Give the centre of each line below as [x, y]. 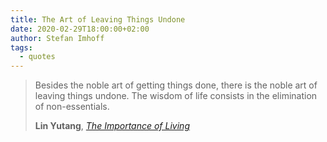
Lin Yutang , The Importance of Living [112, 126]
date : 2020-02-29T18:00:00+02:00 [80, 29]
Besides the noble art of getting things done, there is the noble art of [176, 85]
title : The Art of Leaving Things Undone [98, 19]
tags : [21, 47]
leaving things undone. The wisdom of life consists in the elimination [176, 96]
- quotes [37, 57]
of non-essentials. [72, 107]
